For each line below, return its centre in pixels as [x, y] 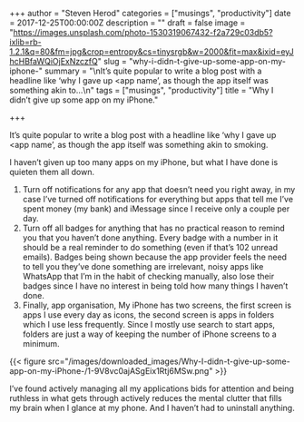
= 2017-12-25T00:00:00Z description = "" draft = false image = [127, 23]
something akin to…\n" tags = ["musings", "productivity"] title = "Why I [142, 90]
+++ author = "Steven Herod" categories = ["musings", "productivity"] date [150, 13]
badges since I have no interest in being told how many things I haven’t [155, 286]
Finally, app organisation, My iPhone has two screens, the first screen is [157, 305]
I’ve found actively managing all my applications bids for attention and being [152, 388]
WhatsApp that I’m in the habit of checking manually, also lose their [148, 276]
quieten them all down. [52, 172]
